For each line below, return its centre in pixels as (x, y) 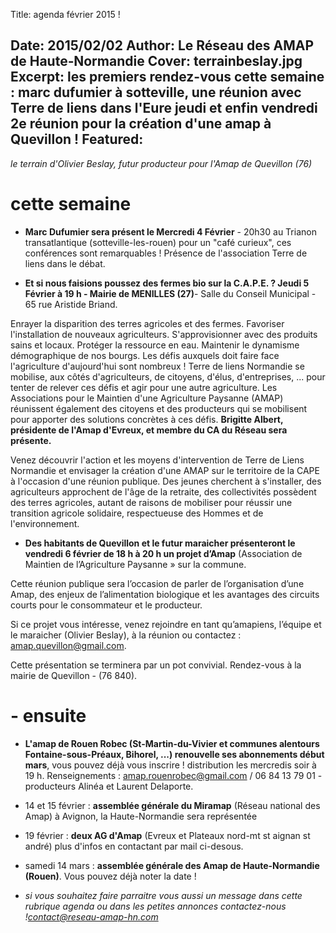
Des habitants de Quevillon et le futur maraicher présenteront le (160, 543)
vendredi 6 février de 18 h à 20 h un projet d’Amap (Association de (163, 553)
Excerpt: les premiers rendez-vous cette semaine (167, 77)
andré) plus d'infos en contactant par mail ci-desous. (134, 846)
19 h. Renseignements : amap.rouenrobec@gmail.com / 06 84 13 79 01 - (173, 775)
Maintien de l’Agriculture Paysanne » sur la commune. (135, 564)
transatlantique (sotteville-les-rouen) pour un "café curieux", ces (158, 242)
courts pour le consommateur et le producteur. (106, 605)
